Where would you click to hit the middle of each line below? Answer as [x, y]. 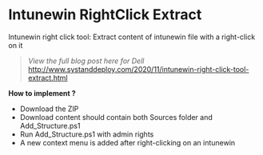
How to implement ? [42, 93]
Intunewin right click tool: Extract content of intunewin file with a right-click [132, 37]
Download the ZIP [49, 109]
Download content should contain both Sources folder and [116, 117]
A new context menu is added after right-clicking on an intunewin [128, 142]
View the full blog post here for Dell [86, 61]
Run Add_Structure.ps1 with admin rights [87, 134]
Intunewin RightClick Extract [105, 15]
